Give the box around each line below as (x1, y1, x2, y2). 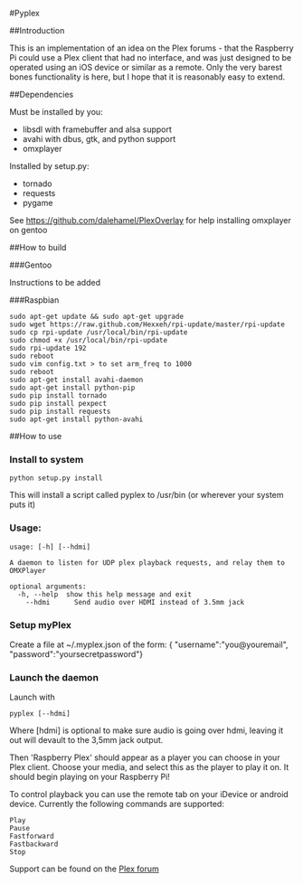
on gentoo (9, 225, 48, 235)
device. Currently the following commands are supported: (9, 799, 224, 810)
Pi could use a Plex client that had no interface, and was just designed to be (9, 52, 292, 62)
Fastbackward (9, 840, 59, 849)
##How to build (9, 242, 67, 252)
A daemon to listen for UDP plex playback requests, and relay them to (9, 558, 285, 568)
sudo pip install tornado (9, 391, 107, 400)
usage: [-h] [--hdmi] (9, 542, 91, 551)
